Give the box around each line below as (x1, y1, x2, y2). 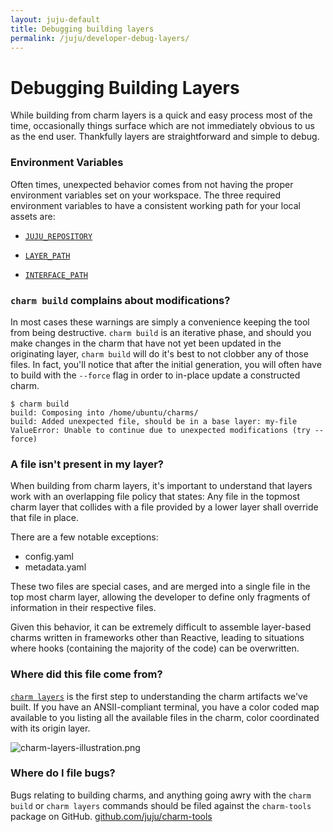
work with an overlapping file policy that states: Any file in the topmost (10, 491, 301, 503)
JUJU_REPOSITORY (24, 231, 93, 241)
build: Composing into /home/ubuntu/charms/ (10, 407, 199, 418)
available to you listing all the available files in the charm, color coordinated (10, 711, 320, 723)
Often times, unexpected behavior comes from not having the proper (10, 178, 294, 190)
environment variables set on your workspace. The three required (10, 189, 281, 201)
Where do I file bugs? (10, 766, 116, 780)
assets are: (10, 210, 56, 222)
